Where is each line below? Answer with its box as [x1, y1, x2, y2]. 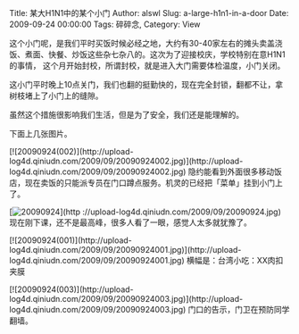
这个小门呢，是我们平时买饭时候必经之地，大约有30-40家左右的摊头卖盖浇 [9, 38, 283, 48]
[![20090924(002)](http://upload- [9, 146, 134, 156]
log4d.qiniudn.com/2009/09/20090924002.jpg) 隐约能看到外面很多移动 [9, 166, 275, 177]
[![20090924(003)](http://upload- [9, 284, 134, 295]
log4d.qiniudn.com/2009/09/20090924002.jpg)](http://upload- [9, 155, 244, 166]
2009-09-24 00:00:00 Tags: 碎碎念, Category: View [9, 19, 201, 29]
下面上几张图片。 [9, 129, 72, 138]
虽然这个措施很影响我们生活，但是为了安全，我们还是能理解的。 [9, 110, 244, 120]
